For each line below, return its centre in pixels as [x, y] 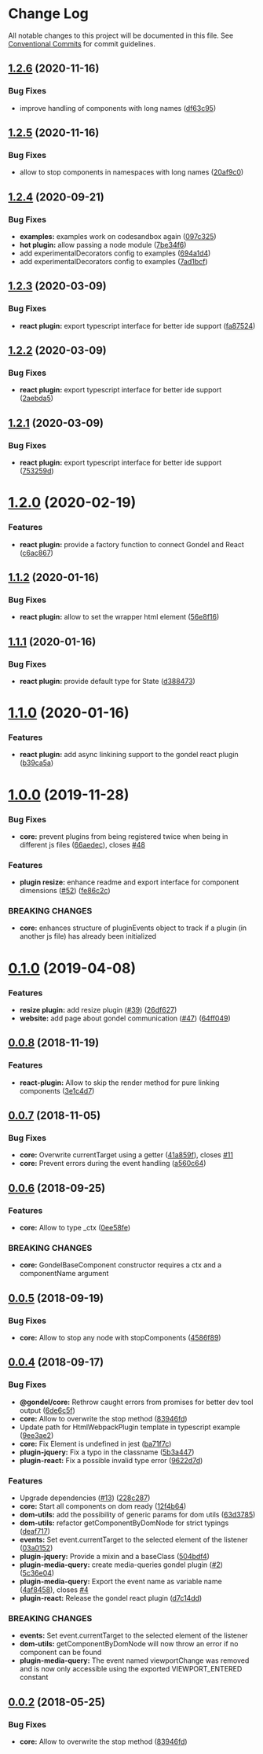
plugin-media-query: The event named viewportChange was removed [134, 1660]
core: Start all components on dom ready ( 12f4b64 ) [103, 1506]
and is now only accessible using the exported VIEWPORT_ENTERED [131, 1669]
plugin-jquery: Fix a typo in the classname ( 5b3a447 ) [107, 1452]
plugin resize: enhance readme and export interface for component [129, 882]
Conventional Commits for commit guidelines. [82, 43]
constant [34, 1677]
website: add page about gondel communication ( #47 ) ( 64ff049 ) [125, 1018]
